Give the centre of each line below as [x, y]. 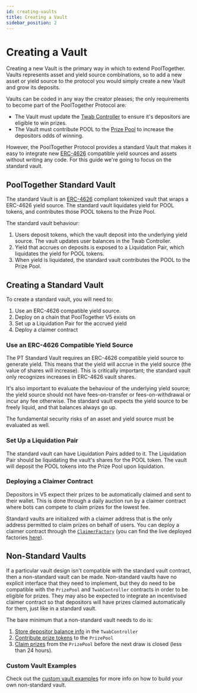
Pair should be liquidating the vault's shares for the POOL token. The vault [96, 460]
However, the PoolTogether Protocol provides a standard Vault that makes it [99, 147]
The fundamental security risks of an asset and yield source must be [90, 419]
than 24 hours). [34, 650]
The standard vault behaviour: [43, 223]
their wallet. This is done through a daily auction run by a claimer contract [96, 501]
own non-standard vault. [36, 685]
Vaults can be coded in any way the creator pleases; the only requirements [98, 99]
